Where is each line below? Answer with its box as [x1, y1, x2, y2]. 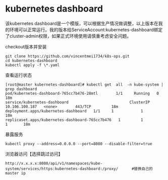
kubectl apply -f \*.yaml [5, 63, 60, 68]
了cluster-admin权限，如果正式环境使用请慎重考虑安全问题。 [5, 33, 132, 39]
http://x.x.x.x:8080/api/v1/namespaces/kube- [5, 161, 102, 166]
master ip [5, 170, 26, 175]
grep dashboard [5, 86, 37, 91]
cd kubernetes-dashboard [5, 58, 58, 63]
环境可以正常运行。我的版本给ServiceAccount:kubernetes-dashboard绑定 [9, 26, 163, 33]
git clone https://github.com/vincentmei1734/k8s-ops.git [5, 53, 130, 58]
